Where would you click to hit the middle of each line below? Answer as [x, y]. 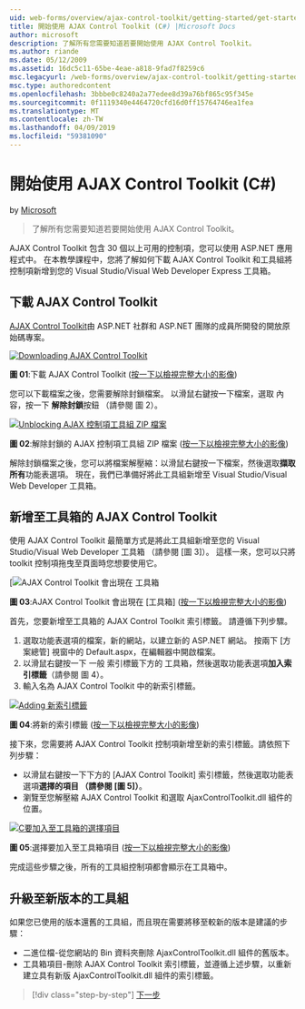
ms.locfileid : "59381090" [58, 136]
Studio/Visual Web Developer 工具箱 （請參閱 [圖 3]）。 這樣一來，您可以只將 [152, 552]
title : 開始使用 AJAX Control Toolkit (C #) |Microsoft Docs [123, 26]
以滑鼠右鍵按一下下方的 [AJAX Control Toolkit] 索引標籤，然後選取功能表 [158, 775]
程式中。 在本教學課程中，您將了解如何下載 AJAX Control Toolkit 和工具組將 [151, 259]
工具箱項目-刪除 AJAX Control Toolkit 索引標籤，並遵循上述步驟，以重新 [157, 964]
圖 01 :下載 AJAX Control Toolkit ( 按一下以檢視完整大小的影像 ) [123, 374]
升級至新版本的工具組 [69, 898]
